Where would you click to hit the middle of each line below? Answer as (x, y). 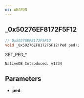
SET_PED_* (16, 55)
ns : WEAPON (16, 10)
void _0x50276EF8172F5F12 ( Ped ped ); (42, 45)
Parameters (23, 79)
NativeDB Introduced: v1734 (34, 64)
